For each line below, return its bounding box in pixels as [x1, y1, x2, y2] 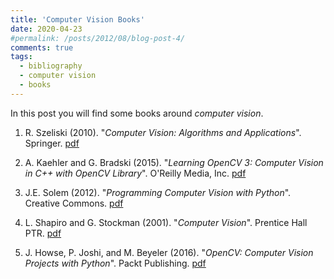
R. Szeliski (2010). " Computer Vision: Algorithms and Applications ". [24, 126, 302, 138]
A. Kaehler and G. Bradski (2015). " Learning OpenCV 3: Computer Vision [24, 156, 324, 168]
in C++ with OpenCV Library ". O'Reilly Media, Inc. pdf [24, 167, 247, 179]
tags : [10, 52, 33, 62]
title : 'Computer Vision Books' [10, 14, 145, 25]
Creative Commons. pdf [24, 197, 124, 209]
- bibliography [19, 61, 83, 71]
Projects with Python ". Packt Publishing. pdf [24, 257, 207, 269]
